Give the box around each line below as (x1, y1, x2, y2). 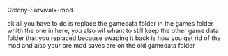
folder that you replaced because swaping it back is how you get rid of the (7, 34, 221, 42)
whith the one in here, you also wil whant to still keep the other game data (7, 27, 219, 35)
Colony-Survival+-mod (7, 6, 73, 14)
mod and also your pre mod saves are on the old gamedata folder (7, 41, 195, 49)
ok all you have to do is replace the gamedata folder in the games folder (7, 19, 214, 27)
